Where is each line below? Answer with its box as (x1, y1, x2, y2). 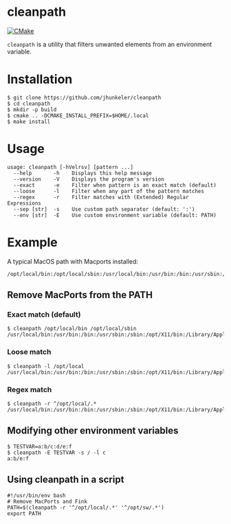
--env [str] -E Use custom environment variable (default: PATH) (13, 212, 217, 218)
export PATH (7, 510, 41, 517)
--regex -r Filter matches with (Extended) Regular (13, 194, 189, 201)
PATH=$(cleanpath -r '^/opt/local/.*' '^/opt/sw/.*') (7, 504, 165, 511)
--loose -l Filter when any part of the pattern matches (13, 187, 205, 194)
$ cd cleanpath (7, 100, 51, 107)
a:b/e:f (7, 455, 30, 462)
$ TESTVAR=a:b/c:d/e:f (7, 443, 72, 450)
